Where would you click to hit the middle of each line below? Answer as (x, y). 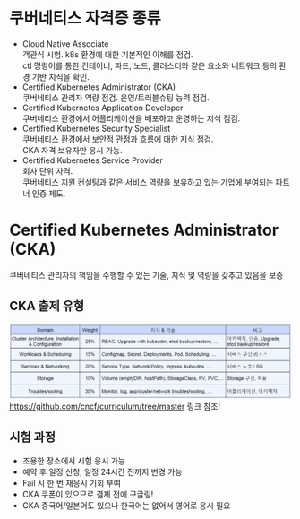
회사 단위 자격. (47, 170)
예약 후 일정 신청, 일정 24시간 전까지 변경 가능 (102, 471)
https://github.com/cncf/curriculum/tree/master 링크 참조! (115, 407)
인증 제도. (49, 193)
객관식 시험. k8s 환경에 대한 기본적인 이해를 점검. (107, 54)
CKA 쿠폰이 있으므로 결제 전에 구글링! (88, 494)
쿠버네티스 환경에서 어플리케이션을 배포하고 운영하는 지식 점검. (131, 118)
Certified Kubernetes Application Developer (103, 108)
